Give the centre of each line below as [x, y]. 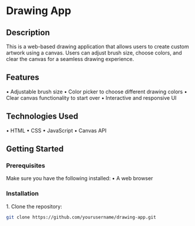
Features [23, 77]
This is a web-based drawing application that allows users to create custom [97, 46]
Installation [23, 194]
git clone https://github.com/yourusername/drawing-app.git [81, 217]
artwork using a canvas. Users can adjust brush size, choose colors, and [94, 53]
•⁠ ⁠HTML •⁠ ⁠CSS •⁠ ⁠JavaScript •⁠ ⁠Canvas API [56, 130]
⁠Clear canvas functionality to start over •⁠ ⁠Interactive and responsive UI [91, 97]
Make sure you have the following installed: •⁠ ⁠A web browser [80, 178]
